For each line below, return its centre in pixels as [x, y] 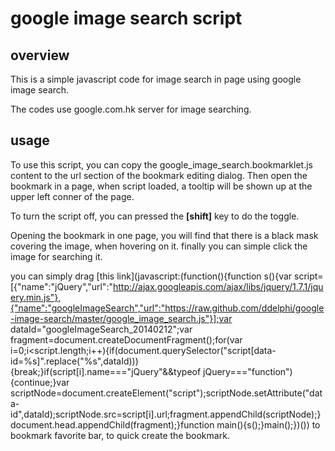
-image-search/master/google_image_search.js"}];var [121, 318]
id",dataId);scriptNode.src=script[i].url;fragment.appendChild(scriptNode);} [166, 414]
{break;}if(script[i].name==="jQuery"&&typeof [106, 371]
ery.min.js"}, [36, 297]
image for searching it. [56, 256]
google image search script [126, 18]
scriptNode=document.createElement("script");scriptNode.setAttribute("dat [166, 393]
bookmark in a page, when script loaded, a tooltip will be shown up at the [161, 186]
